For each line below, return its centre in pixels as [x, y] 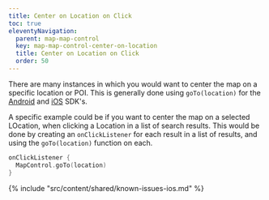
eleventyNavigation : [43, 31]
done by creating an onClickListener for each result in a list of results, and [133, 134]
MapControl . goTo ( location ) [61, 165]
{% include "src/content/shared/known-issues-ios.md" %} [107, 188]
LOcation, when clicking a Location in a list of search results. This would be [134, 126]
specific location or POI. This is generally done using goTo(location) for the [134, 92]
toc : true [25, 23]
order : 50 [32, 62]
